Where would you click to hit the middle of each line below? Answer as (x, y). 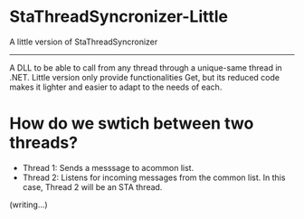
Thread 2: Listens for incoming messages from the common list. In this (154, 177)
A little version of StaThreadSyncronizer (84, 42)
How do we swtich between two (132, 124)
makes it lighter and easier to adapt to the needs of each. (116, 87)
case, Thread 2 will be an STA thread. (92, 186)
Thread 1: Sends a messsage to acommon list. (108, 167)
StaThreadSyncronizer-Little (119, 17)
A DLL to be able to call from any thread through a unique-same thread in (146, 67)
